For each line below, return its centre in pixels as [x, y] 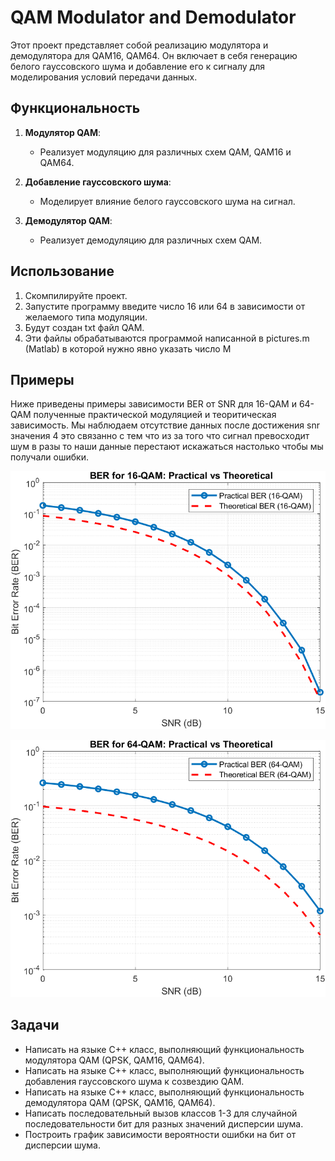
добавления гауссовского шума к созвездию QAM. [134, 1081]
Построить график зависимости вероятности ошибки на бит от [160, 1134]
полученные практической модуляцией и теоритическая [155, 415]
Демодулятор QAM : [68, 220]
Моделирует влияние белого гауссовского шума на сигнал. [167, 201]
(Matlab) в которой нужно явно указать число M [128, 348]
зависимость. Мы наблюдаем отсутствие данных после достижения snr [165, 425]
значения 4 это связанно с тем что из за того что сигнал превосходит [160, 436]
